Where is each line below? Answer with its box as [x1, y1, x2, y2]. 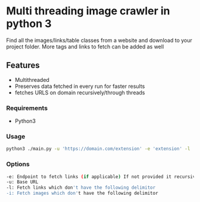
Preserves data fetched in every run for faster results [14, 82, 145, 90]
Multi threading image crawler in [6, 4, 170, 18]
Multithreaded [14, 76, 49, 83]
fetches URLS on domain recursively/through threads [14, 88, 145, 96]
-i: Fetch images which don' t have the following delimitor [6, 190, 159, 197]
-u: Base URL [6, 179, 39, 185]
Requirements [6, 103, 48, 112]
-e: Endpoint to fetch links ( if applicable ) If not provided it [6, 173, 171, 180]
